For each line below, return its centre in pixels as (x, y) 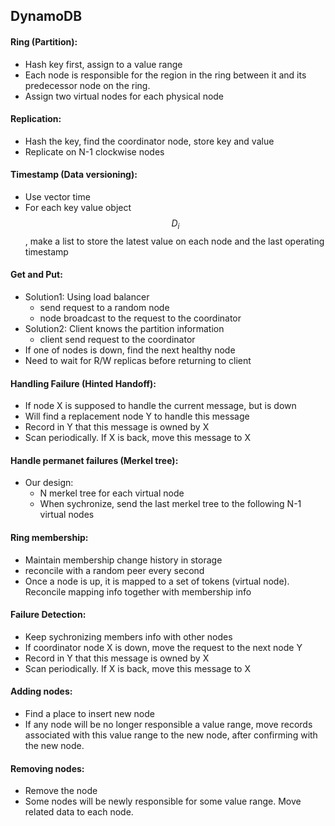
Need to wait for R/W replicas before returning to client (138, 360)
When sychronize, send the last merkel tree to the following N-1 (170, 504)
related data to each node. (79, 812)
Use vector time (57, 197)
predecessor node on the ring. (87, 85)
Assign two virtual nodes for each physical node (124, 96)
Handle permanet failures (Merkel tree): (94, 460)
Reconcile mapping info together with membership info (138, 591)
